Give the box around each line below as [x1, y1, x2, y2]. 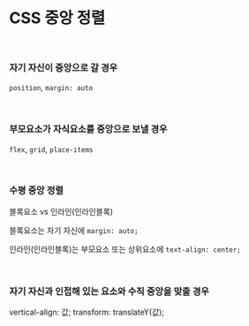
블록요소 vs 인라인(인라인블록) [9, 206, 113, 216]
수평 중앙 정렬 [9, 185, 64, 197]
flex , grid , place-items [9, 143, 94, 155]
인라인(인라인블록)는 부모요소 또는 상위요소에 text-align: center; [9, 244, 241, 254]
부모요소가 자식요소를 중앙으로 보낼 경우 [9, 123, 168, 135]
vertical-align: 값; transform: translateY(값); [9, 307, 165, 318]
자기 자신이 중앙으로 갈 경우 [9, 61, 118, 73]
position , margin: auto [9, 82, 94, 93]
